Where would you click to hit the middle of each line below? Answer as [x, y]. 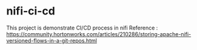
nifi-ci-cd [31, 11]
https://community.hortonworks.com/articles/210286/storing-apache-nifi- [99, 34]
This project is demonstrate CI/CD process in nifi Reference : [82, 28]
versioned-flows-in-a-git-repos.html [52, 40]
